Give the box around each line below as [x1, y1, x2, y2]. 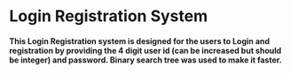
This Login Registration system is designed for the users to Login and [9, 35, 270, 46]
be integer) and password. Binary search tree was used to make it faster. [9, 55, 282, 65]
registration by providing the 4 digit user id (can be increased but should [9, 45, 282, 55]
